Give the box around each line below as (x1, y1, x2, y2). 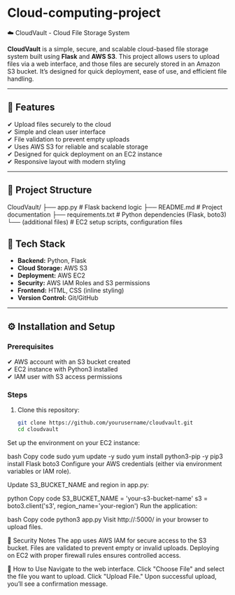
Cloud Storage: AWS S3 (17, 264, 87, 273)
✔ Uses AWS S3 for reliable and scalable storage (7, 142, 148, 151)
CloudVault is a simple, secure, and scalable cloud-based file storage (7, 44, 208, 53)
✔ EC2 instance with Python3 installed (7, 365, 118, 374)
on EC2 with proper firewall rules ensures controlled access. (7, 552, 181, 560)
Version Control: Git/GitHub (17, 294, 99, 302)
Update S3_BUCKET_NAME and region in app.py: (7, 481, 149, 489)
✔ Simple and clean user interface (7, 128, 106, 136)
